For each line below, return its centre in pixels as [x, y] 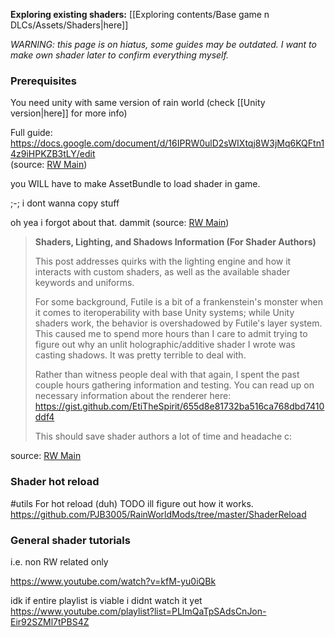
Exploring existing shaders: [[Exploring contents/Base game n [140, 14]
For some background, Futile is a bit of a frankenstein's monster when [179, 302]
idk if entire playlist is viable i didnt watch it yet [106, 600]
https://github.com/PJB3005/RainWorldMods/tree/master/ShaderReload [158, 514]
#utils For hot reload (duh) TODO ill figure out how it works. [132, 503]
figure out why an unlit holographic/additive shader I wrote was [165, 345]
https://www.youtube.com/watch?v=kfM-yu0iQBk [113, 581]
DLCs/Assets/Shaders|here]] [69, 25]
